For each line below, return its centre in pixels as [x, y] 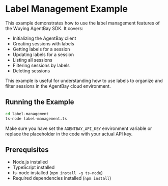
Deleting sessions [31, 71]
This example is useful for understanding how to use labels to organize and [84, 81]
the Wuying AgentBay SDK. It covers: [44, 28]
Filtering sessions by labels [41, 65]
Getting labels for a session [41, 49]
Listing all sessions [32, 60]
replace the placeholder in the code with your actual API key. [69, 134]
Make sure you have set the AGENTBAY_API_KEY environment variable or [79, 128]
